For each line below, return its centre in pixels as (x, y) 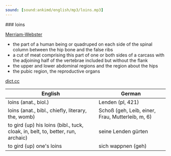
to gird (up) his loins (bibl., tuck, (46, 125)
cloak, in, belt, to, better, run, (42, 131)
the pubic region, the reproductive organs (56, 71)
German (131, 93)
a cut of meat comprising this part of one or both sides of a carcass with (88, 55)
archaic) (18, 138)
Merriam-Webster (24, 34)
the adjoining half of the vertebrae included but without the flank (80, 60)
